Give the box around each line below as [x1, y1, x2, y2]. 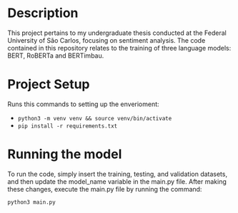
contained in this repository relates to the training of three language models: [7, 43, 232, 52]
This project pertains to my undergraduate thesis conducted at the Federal [7, 28, 227, 37]
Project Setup [7, 76, 91, 93]
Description [7, 5, 79, 21]
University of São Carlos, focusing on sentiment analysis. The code [7, 36, 206, 44]
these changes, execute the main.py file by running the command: [7, 185, 202, 193]
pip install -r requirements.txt [17, 123, 118, 130]
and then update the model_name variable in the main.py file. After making [7, 177, 227, 186]
